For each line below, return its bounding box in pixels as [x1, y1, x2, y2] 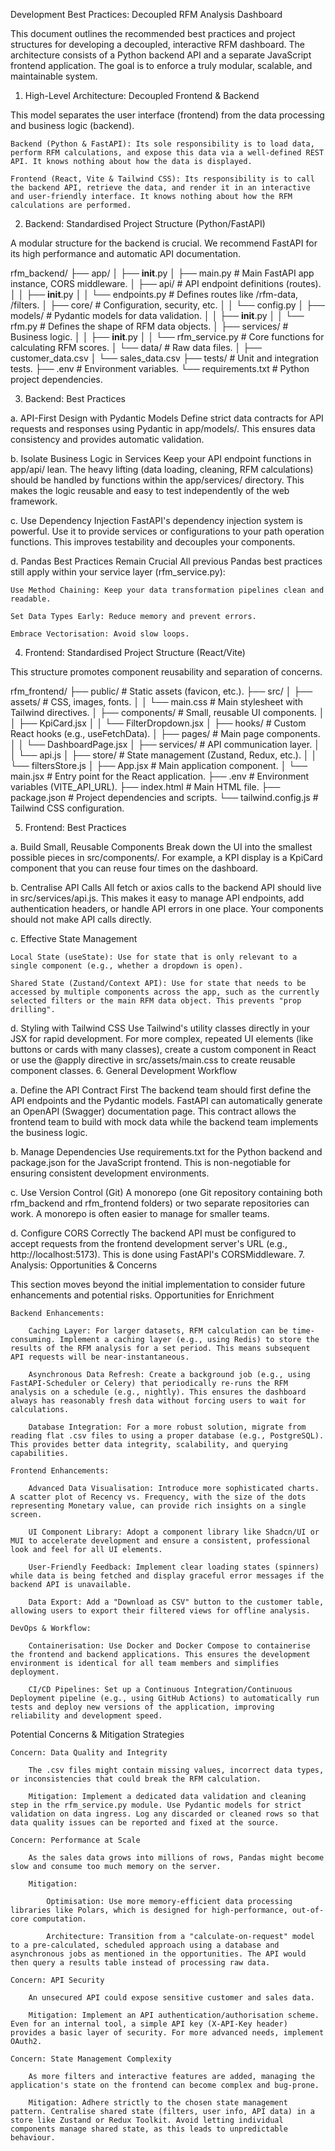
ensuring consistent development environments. [10, 1167, 210, 1179]
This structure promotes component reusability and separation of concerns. [10, 666, 323, 678]
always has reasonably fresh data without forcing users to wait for [10, 1396, 307, 1406]
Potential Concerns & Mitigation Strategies [10, 1729, 185, 1740]
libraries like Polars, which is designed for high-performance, [10, 1905, 288, 1915]
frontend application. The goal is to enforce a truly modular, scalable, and [10, 60, 313, 71]
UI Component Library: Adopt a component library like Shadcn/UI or [28, 1527, 320, 1537]
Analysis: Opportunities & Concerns [10, 1259, 158, 1271]
